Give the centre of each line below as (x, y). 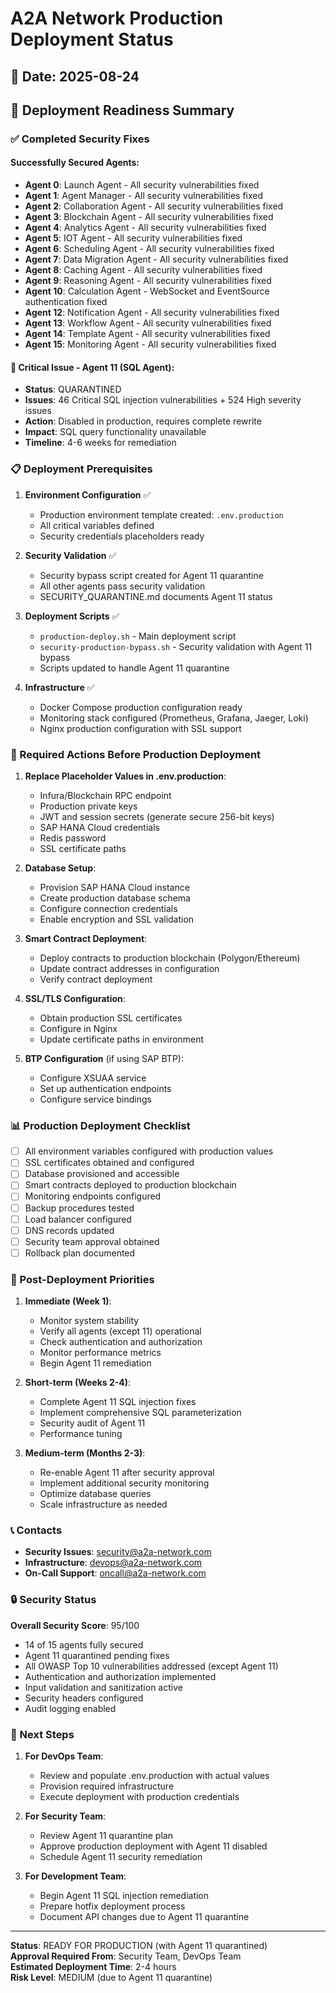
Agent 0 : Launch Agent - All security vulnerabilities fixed (142, 185)
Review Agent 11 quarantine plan (106, 1835)
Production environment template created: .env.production (161, 514)
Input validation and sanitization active (103, 1687)
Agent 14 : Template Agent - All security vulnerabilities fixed (147, 334)
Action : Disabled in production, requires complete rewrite (143, 421)
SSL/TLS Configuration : (75, 998)
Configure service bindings (95, 1099)
